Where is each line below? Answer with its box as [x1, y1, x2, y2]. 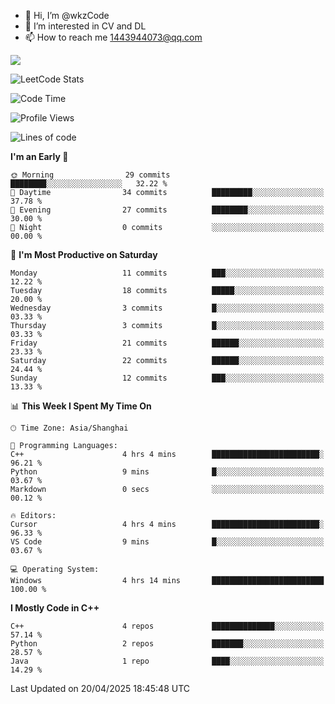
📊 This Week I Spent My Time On [10, 400, 152, 412]
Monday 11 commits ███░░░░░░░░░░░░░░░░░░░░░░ [10, 268, 325, 278]
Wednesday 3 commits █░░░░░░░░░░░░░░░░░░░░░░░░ [10, 303, 325, 313]
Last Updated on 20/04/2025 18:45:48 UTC [10, 683, 190, 694]
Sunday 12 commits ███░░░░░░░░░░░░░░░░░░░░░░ [10, 373, 325, 383]
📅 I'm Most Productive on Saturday [10, 249, 158, 260]
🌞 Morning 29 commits [10, 170, 171, 180]
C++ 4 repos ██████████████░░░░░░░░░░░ [10, 621, 325, 631]
